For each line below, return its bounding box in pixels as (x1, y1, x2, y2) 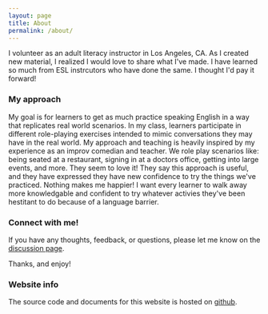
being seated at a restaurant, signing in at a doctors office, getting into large (8, 154, 259, 164)
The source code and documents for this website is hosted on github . (8, 297, 238, 307)
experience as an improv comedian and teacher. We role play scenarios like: (8, 145, 259, 156)
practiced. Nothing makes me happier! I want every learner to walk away (8, 180, 248, 189)
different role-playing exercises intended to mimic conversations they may (8, 129, 254, 138)
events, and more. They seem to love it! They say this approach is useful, (8, 163, 250, 173)
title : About (8, 19, 52, 27)
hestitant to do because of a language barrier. (8, 197, 159, 206)
